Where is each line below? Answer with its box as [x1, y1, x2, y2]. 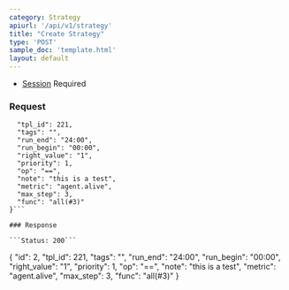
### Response [9, 221, 57, 230]
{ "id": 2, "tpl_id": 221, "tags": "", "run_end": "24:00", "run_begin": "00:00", [9, 252, 281, 263]
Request [9, 100, 46, 112]
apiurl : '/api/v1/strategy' [9, 21, 113, 30]
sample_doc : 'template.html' [9, 46, 117, 55]
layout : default [9, 54, 69, 63]
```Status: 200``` [9, 236, 77, 246]
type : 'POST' [9, 37, 57, 47]
